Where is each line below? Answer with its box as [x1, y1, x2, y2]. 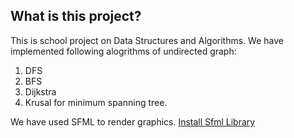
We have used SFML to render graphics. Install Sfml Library [10, 115, 256, 128]
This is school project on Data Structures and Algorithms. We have [10, 34, 284, 46]
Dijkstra [24, 85, 57, 98]
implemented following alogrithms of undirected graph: [10, 45, 237, 57]
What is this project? [10, 8, 142, 25]
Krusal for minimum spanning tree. [24, 96, 168, 108]
